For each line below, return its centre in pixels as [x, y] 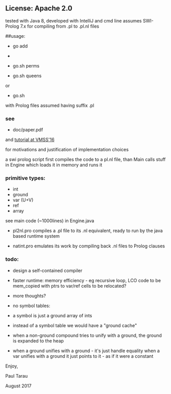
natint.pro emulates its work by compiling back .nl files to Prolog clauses [89, 246]
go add [20, 46]
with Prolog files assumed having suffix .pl [50, 105]
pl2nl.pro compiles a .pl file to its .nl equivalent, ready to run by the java [88, 231]
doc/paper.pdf [28, 130]
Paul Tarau [17, 376]
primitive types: [26, 178]
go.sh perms [26, 65]
